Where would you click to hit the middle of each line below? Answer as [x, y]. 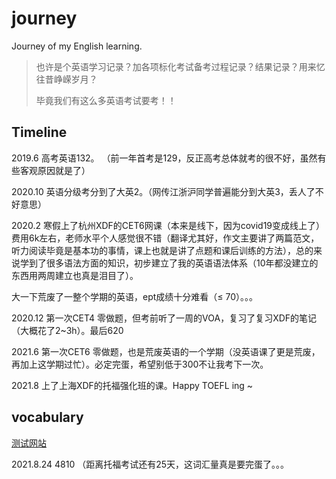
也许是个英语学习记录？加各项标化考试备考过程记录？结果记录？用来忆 [180, 66]
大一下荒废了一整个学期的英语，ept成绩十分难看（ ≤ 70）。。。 [135, 296]
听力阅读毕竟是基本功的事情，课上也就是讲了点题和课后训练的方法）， [153, 250]
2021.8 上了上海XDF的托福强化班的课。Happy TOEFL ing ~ [132, 385]
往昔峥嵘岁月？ [66, 79]
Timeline [39, 132]
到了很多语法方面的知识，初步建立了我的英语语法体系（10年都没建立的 [173, 263]
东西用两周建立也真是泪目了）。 [75, 275]
